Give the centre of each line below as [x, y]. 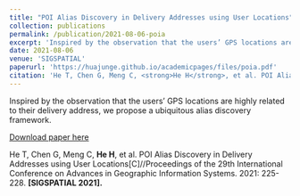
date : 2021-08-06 [42, 51]
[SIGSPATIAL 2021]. [65, 183]
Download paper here [49, 137]
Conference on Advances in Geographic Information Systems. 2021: [134, 173]
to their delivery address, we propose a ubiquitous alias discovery [130, 110]
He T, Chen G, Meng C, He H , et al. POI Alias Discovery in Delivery [131, 154]
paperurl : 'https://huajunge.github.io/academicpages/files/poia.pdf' [143, 68]
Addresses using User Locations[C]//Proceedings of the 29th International [146, 163]
